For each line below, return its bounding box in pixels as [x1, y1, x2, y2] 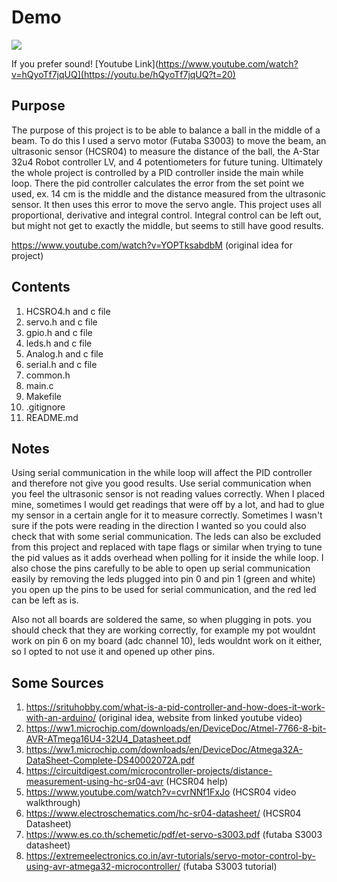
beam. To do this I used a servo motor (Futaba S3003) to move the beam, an [11, 134, 327, 146]
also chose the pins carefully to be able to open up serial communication [11, 562, 311, 575]
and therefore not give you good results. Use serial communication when [11, 477, 312, 490]
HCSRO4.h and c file [25, 305, 111, 317]
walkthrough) [25, 797, 81, 809]
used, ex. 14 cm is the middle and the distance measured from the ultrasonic [11, 187, 327, 200]
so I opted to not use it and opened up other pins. [11, 646, 215, 658]
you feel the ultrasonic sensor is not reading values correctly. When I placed [11, 488, 326, 500]
